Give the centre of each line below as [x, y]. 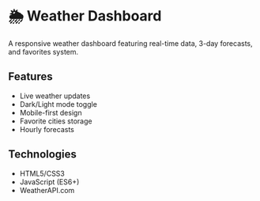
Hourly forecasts [47, 129]
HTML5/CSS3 [42, 173]
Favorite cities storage [56, 121]
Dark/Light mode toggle [58, 104]
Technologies [43, 155]
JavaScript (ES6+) [49, 182]
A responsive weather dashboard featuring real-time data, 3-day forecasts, [130, 43]
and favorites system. [43, 51]
